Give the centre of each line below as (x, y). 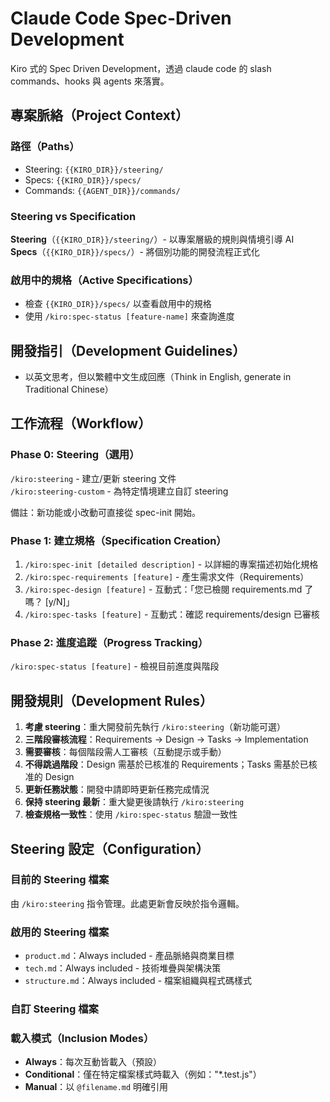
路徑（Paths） (45, 147)
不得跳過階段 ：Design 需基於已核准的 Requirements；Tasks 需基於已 (166, 764)
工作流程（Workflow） (81, 423)
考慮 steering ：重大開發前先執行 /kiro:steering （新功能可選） (155, 727)
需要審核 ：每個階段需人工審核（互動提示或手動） (125, 752)
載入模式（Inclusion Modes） (82, 1038)
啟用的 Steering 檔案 (60, 932)
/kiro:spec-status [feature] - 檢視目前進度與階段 (115, 666)
